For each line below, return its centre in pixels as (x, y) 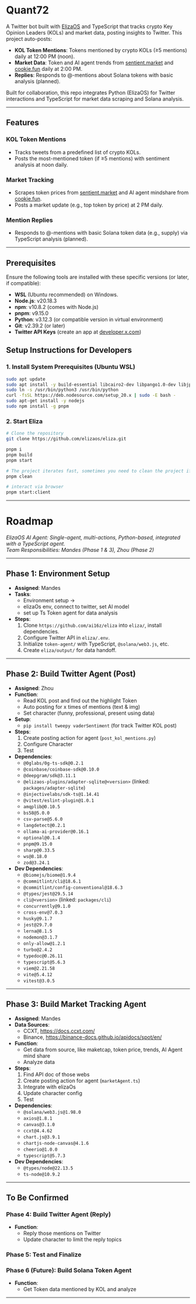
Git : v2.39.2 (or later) (40, 326)
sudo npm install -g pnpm (37, 406)
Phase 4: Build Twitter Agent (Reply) (59, 1214)
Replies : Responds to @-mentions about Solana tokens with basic (94, 75)
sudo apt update (26, 379)
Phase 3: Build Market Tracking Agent (76, 1004)
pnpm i (14, 449)
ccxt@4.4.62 (38, 1131)
